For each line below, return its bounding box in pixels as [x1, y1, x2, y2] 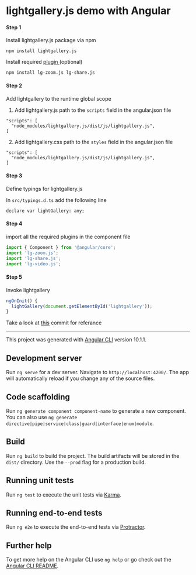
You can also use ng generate [6, 413, 78, 420]
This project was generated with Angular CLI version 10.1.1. [6, 336, 147, 343]
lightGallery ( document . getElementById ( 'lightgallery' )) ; [11, 303, 153, 309]
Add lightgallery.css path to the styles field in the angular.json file [14, 138, 173, 145]
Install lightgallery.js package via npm [6, 37, 96, 44]
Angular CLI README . [6, 562, 59, 569]
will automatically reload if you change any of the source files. [6, 375, 155, 382]
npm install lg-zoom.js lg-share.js [6, 70, 95, 76]
